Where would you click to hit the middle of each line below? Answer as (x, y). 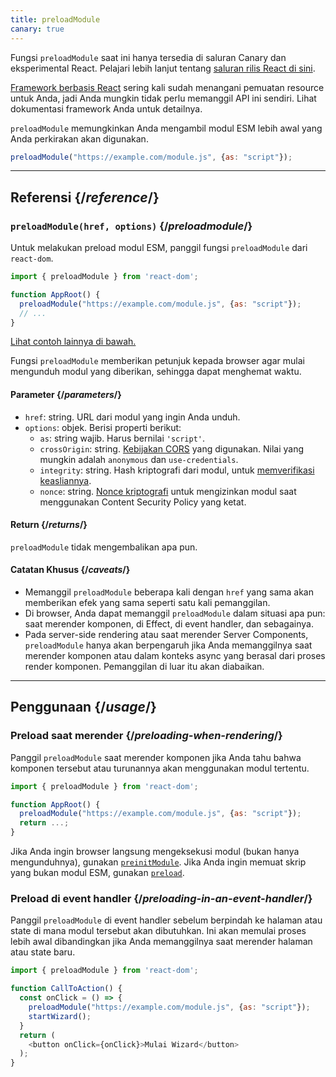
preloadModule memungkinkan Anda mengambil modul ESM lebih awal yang (166, 128)
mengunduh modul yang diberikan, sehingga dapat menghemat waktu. (156, 372)
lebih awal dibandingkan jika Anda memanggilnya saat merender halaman (161, 942)
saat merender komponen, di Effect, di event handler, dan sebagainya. (169, 624)
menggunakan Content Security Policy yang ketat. (143, 502)
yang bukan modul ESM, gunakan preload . (97, 873)
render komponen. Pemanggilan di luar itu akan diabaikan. (144, 667)
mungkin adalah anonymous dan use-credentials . (139, 459)
